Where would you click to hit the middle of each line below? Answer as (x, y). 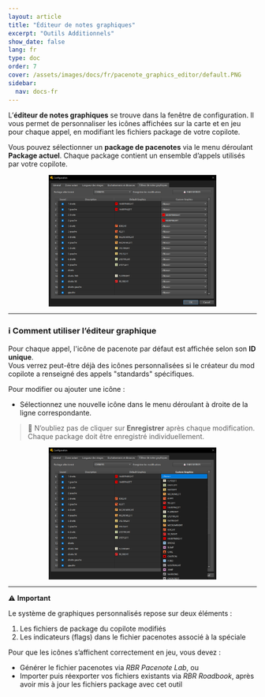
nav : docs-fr (37, 91)
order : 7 (22, 67)
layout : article (35, 17)
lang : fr (22, 50)
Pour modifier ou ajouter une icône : (67, 389)
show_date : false (37, 42)
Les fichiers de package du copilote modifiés (93, 628)
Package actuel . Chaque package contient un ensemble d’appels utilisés (127, 155)
